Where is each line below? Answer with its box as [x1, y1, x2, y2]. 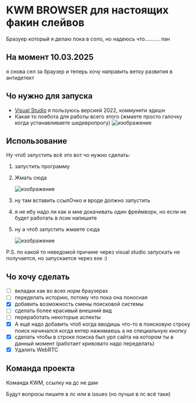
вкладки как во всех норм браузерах [14, 288, 109, 295]
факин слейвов [6, 16, 85, 29]
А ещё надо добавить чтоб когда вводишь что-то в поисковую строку [14, 320, 191, 327]
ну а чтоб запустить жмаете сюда [14, 226, 100, 233]
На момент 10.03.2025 [6, 52, 94, 62]
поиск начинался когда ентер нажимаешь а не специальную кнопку [14, 327, 187, 334]
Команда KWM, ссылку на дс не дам [6, 379, 98, 386]
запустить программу [14, 163, 70, 170]
